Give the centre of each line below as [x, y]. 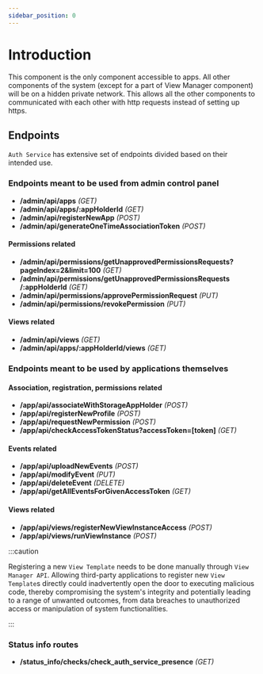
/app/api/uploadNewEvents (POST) [79, 466]
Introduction [50, 54]
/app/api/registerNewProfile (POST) [80, 414]
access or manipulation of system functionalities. [88, 608]
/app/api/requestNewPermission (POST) [88, 422]
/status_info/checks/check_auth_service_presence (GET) [117, 661]
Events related [32, 448]
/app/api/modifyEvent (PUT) [68, 475]
